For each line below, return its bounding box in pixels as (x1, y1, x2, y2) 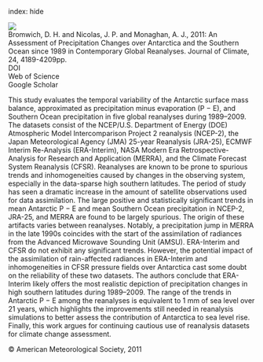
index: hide (8, 7, 45, 16)
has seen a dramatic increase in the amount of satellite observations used (8, 187, 247, 196)
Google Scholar (8, 80, 59, 89)
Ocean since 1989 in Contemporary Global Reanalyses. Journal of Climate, (8, 46, 250, 56)
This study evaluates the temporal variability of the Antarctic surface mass (8, 95, 249, 105)
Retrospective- (181, 146, 229, 154)
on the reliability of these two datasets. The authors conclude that (8, 271, 221, 280)
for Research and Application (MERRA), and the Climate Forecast (37, 153, 247, 163)
